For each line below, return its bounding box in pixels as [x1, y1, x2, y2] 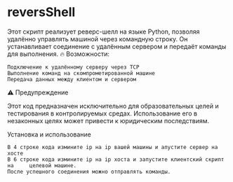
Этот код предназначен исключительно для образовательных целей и [7, 101, 219, 110]
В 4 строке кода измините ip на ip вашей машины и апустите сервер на [7, 143, 218, 150]
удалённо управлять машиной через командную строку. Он [7, 34, 188, 43]
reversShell [7, 4, 76, 20]
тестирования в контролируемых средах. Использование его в [7, 109, 198, 118]
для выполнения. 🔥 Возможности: [7, 50, 110, 58]
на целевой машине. [7, 162, 77, 169]
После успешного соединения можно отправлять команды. [7, 168, 171, 175]
